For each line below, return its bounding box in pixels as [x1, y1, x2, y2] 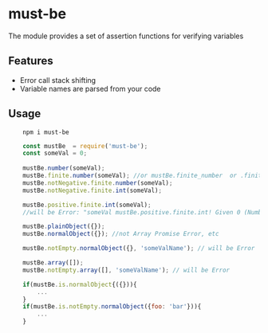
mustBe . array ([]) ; [22, 259, 84, 267]
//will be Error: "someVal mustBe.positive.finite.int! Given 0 [22, 208, 241, 216]
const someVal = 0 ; [22, 149, 88, 158]
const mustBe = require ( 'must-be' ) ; [22, 142, 148, 150]
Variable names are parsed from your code [19, 84, 161, 93]
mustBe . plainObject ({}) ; [22, 222, 105, 231]
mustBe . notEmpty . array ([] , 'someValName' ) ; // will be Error [22, 266, 230, 274]
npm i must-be [22, 128, 69, 136]
